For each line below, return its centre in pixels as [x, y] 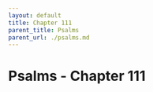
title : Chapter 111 [40, 23]
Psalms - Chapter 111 [77, 76]
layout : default [35, 15]
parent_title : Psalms [44, 30]
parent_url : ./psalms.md [49, 37]
